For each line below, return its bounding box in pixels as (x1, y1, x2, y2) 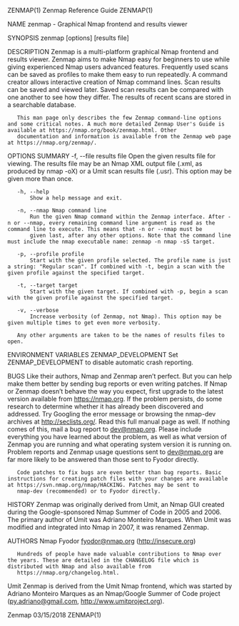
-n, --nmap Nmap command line (16, 207, 107, 214)
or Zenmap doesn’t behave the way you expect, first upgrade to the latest (7, 387, 224, 395)
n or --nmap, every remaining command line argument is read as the (7, 220, 215, 227)
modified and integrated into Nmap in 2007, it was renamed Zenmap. (7, 523, 209, 531)
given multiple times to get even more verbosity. (7, 319, 161, 327)
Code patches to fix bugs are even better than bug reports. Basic (16, 469, 222, 476)
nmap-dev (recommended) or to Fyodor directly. (16, 488, 161, 495)
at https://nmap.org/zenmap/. (7, 139, 98, 146)
